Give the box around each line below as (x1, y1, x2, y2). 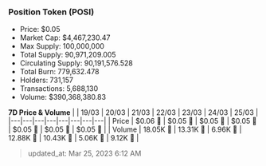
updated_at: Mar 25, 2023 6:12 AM (27, 148, 142, 158)
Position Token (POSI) (8, 6, 95, 18)
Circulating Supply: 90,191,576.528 (19, 58, 133, 68)
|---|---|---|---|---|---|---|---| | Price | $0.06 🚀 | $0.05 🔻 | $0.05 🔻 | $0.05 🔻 (8, 117, 257, 126)
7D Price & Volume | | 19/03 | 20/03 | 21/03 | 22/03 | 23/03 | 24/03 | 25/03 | (8, 108, 259, 117)
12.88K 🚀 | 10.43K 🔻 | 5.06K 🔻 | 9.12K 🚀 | (8, 133, 139, 143)
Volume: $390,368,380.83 (19, 93, 106, 102)
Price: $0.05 (19, 25, 61, 34)
